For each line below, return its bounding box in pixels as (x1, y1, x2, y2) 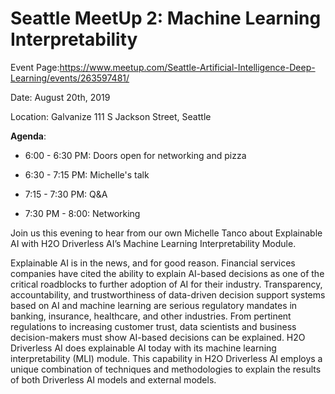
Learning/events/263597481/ (10, 72, 130, 84)
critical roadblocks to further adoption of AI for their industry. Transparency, (10, 278, 323, 290)
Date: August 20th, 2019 (10, 91, 111, 103)
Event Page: (10, 61, 60, 73)
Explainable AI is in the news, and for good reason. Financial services (10, 257, 296, 269)
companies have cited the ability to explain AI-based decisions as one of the (10, 267, 325, 279)
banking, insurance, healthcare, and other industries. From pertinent (10, 310, 292, 322)
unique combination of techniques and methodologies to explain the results (10, 363, 322, 375)
